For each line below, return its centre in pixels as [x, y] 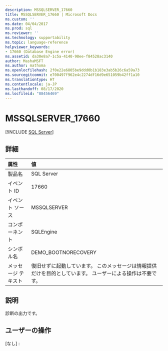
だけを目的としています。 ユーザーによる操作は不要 [91, 273]
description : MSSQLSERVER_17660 [39, 10]
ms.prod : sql [19, 28]
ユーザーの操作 [28, 330]
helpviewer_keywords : [28, 47]
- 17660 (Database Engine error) [40, 51]
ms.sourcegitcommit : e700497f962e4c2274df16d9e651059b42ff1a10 [72, 75]
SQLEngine [44, 232]
